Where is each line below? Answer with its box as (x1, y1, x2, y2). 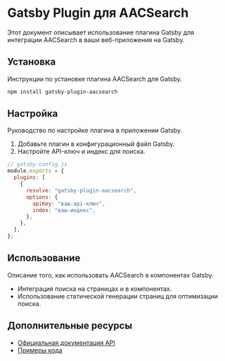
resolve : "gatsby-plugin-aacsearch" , (25, 187, 137, 194)
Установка (7, 56, 56, 68)
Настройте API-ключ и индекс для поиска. (17, 147, 146, 156)
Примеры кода (17, 346, 63, 354)
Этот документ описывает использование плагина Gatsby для (7, 28, 195, 37)
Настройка (7, 107, 58, 120)
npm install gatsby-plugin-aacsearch (7, 88, 118, 96)
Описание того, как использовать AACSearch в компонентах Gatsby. (7, 270, 214, 279)
